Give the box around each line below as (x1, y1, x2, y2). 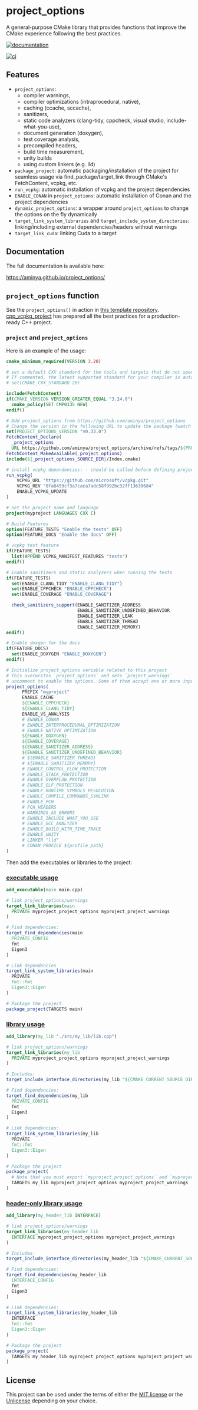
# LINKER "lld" (21, 837, 60, 844)
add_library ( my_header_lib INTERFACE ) (6, 1213, 101, 1218)
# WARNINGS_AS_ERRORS (21, 809, 75, 816)
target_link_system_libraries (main (6, 968, 94, 974)
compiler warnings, (23, 91, 71, 98)
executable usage (6, 874, 58, 882)
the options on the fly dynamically (14, 210, 97, 218)
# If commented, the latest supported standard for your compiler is (6, 374, 181, 381)
